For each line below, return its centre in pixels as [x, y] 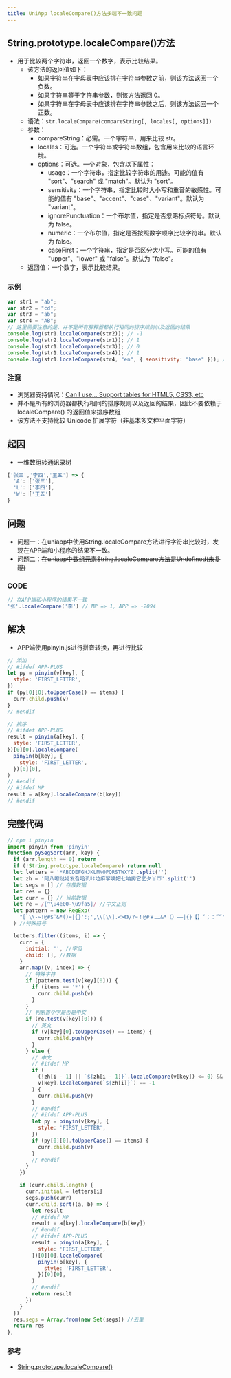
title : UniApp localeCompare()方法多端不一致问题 [75, 13]
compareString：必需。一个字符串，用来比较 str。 [109, 138]
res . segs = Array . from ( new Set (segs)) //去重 [79, 1319]
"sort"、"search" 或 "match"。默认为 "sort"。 [112, 181]
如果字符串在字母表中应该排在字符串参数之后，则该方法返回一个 [128, 104]
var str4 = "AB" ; [32, 321]
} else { [38, 1051]
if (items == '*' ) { [61, 987]
